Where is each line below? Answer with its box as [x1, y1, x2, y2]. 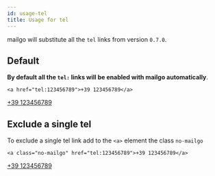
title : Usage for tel [7, 16, 69, 23]
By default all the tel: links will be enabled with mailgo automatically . [7, 73, 209, 81]
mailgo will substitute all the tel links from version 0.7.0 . [7, 35, 167, 43]
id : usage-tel [7, 10, 48, 17]
